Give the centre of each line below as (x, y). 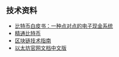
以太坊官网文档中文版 (40, 48)
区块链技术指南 (33, 41)
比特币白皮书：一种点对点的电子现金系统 (64, 26)
